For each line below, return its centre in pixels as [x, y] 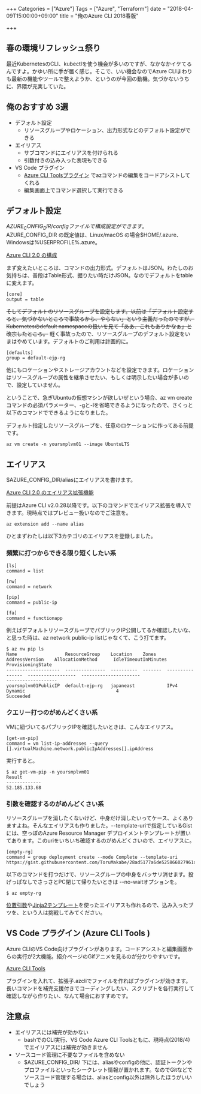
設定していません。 [40, 385]
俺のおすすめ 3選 [37, 107]
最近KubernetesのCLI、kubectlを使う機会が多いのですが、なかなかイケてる [99, 64]
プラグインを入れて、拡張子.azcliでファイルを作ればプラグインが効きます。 [99, 981]
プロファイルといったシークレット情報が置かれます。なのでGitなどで [108, 1069]
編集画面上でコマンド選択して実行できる [74, 190]
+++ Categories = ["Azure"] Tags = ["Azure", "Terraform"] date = [86, 9]
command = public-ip [32, 603]
